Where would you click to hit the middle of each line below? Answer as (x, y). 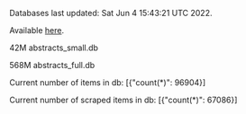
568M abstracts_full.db (52, 65)
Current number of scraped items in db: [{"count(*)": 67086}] (123, 100)
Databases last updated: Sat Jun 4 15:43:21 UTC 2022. (111, 13)
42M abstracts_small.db (54, 48)
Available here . (37, 30)
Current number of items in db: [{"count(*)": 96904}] (108, 83)
